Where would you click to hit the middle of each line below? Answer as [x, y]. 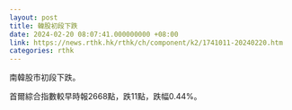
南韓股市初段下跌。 [45, 78]
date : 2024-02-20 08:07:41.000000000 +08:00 [94, 34]
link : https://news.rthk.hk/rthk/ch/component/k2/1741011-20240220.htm [146, 42]
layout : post [34, 17]
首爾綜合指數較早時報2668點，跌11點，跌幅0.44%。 [106, 97]
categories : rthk [42, 51]
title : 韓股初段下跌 [44, 26]
